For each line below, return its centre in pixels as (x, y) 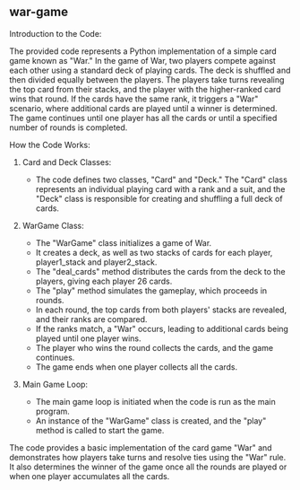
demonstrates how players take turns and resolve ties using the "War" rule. (148, 457)
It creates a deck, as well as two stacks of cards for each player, (154, 252)
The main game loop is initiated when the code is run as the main (155, 401)
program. (52, 411)
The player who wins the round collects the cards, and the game (154, 347)
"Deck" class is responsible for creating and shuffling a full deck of (159, 198)
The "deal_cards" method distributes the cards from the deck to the (160, 271)
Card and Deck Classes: (67, 162)
